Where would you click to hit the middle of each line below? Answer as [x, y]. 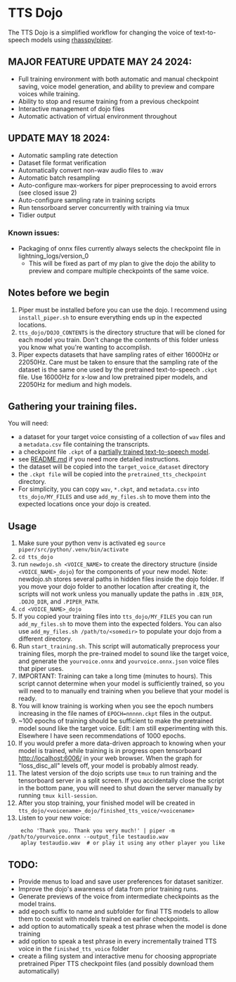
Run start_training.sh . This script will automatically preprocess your [119, 646]
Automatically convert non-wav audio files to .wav [91, 170]
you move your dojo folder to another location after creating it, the [113, 587]
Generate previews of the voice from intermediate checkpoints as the [119, 896]
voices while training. [49, 93]
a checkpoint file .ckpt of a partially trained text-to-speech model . [114, 452]
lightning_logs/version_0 [53, 256]
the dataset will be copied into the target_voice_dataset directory [113, 467]
